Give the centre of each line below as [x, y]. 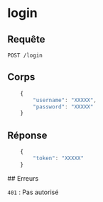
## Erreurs [23, 178]
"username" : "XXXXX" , [65, 100]
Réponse [27, 135]
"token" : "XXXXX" [58, 158]
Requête [26, 39]
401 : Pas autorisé [33, 192]
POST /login [25, 55]
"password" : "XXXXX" [63, 107]
